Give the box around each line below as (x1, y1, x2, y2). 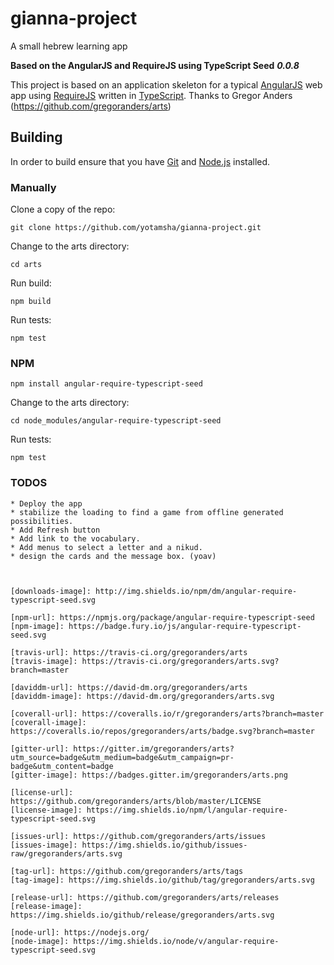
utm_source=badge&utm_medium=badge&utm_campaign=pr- (10, 752, 235, 762)
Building (10, 129, 63, 146)
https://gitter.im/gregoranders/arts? (73, 743, 235, 754)
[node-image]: (10, 936, 70, 946)
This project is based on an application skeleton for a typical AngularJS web (10, 78, 323, 91)
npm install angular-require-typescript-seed (10, 379, 203, 389)
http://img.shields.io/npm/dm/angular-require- (95, 586, 298, 596)
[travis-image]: (10, 656, 78, 666)
